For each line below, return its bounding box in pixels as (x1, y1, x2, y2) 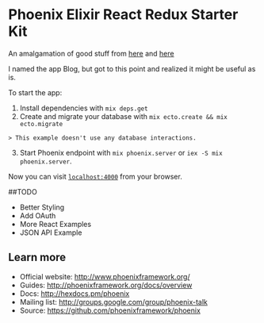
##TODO (8, 186, 37, 196)
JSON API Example (19, 228, 82, 237)
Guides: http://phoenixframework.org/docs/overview (19, 280, 193, 290)
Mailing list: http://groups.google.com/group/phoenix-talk (19, 297, 209, 306)
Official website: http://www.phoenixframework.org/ (19, 271, 190, 281)
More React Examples (19, 219, 92, 229)
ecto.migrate (19, 120, 63, 128)
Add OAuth (19, 210, 56, 220)
